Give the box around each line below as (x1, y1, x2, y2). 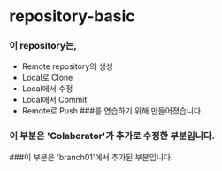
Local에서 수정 (21, 83, 73, 94)
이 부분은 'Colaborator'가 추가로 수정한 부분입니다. (9, 130, 215, 143)
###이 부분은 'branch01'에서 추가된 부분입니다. (9, 152, 173, 162)
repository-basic (9, 6, 135, 27)
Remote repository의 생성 (21, 61, 113, 72)
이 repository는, (9, 40, 78, 52)
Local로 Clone (21, 73, 73, 83)
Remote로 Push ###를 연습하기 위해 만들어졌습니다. (21, 105, 203, 116)
